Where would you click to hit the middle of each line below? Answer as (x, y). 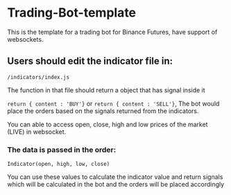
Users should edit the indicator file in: (90, 61)
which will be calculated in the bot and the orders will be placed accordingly (116, 185)
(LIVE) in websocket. (37, 132)
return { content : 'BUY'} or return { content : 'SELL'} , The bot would (113, 103)
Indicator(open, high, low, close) (59, 164)
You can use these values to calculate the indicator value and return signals (115, 177)
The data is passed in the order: (62, 149)
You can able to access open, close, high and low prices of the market (108, 124)
